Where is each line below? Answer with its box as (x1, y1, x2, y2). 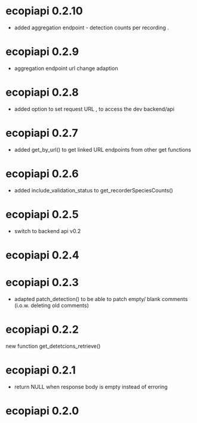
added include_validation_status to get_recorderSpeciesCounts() (14, 186, 174, 194)
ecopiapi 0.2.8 (5, 85, 79, 99)
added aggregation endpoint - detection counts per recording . (14, 24, 170, 31)
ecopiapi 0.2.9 (5, 45, 79, 59)
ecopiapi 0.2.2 (5, 323, 79, 336)
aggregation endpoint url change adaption (14, 65, 118, 72)
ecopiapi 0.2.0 (5, 404, 79, 418)
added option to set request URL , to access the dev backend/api (14, 105, 174, 112)
